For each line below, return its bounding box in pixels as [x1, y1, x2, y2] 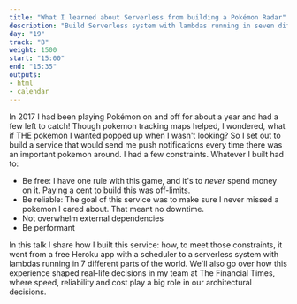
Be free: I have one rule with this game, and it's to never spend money [21, 175, 278, 186]
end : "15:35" [9, 63, 57, 72]
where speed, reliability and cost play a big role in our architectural [9, 277, 252, 287]
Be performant [21, 222, 75, 232]
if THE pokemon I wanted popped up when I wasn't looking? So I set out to [9, 130, 281, 141]
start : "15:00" [9, 54, 65, 63]
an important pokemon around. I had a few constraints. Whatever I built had [9, 148, 285, 159]
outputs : [9, 71, 42, 80]
